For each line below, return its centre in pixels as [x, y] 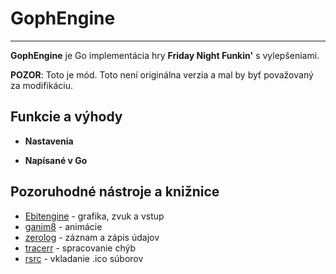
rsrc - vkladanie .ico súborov [84, 258]
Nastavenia [49, 141]
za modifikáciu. [41, 85]
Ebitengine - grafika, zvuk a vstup [94, 216]
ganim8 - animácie [63, 226]
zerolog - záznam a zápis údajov [92, 237]
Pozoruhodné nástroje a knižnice [115, 192]
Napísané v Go [56, 160]
